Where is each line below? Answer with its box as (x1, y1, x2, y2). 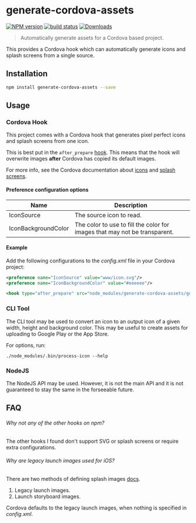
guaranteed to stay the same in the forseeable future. (6, 386, 134, 393)
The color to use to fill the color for (75, 220, 170, 228)
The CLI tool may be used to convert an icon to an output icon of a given (6, 317, 180, 325)
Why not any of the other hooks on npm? (6, 419, 105, 426)
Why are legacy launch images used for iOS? (6, 457, 115, 464)
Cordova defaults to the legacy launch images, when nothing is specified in (6, 504, 187, 511)
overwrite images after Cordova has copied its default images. (6, 155, 156, 162)
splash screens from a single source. (6, 52, 95, 59)
